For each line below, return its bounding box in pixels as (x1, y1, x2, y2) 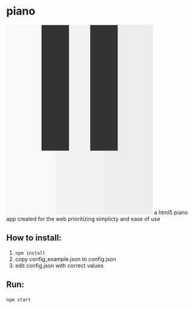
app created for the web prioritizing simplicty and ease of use (6, 215, 161, 222)
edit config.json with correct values (15, 262, 104, 269)
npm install (15, 250, 45, 256)
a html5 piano (153, 208, 188, 216)
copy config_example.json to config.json (15, 255, 116, 262)
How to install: (6, 233, 62, 243)
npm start (6, 296, 32, 303)
